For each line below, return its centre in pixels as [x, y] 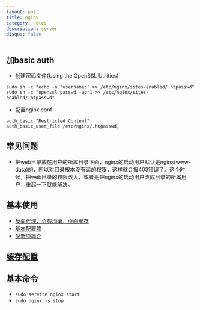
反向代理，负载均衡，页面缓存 [52, 221]
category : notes [26, 23]
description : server [32, 29]
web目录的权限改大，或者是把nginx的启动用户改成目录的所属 [106, 177]
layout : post [23, 12]
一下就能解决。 [54, 184]
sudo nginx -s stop [39, 301]
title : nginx [23, 17]
